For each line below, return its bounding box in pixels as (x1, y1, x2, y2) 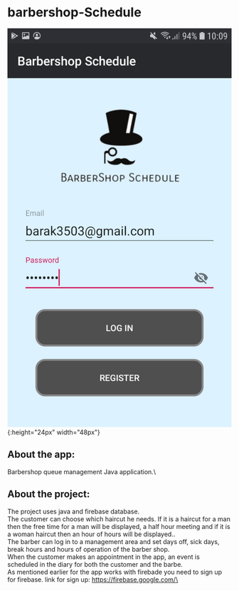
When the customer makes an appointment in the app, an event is (7, 553, 201, 561)
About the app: (7, 449, 75, 461)
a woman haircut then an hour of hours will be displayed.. (7, 530, 176, 538)
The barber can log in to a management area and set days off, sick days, (7, 537, 220, 545)
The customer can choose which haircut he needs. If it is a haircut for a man (7, 514, 231, 523)
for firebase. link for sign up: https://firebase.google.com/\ (7, 575, 179, 584)
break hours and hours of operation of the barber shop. (7, 545, 170, 553)
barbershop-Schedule (7, 4, 142, 21)
